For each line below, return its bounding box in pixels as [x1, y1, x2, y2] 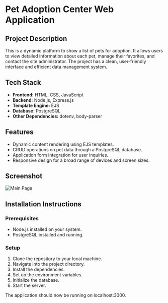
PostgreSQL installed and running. [12, 232, 84, 238]
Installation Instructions [5, 200, 82, 208]
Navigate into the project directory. [12, 261, 85, 267]
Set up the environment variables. [12, 272, 83, 278]
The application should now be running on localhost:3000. [5, 292, 127, 298]
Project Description [5, 34, 67, 43]
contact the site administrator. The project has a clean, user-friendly [5, 58, 146, 64]
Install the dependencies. [12, 266, 65, 273]
